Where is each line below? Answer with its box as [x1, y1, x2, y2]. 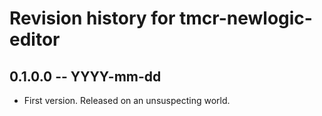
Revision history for [9, 7, 176, 30]
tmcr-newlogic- [179, 7, 313, 30]
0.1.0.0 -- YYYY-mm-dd [9, 68, 162, 85]
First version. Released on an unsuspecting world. [23, 95, 231, 106]
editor [9, 28, 61, 51]
